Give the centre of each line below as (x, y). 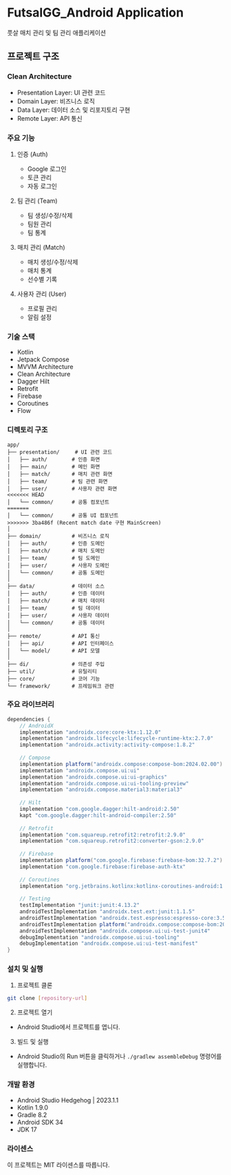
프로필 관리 (42, 308)
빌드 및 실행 (33, 1042)
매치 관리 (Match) (41, 247)
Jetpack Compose (43, 359)
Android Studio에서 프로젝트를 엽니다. (68, 1027)
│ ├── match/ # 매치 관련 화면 (60, 474)
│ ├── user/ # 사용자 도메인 (58, 565)
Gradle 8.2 (32, 1114)
